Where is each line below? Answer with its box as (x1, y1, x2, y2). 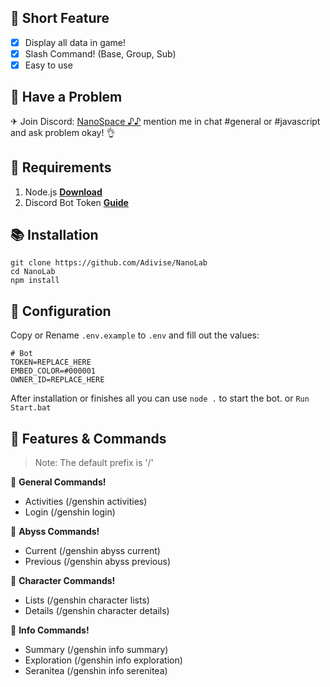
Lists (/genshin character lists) (24, 594, 150, 606)
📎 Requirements (10, 159, 112, 176)
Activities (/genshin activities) (24, 496, 148, 508)
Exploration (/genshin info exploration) (24, 654, 183, 666)
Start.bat (10, 403, 52, 413)
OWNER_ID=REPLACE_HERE (10, 375, 105, 385)
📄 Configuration (10, 302, 112, 320)
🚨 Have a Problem (10, 89, 123, 106)
